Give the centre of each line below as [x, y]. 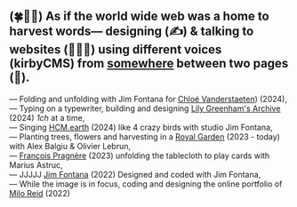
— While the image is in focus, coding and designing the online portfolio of [146, 184]
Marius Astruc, [36, 164]
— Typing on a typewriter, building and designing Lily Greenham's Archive [145, 108]
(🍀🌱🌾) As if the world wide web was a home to [139, 16]
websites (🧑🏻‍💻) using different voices [116, 50]
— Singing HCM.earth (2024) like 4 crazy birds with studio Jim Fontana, [141, 127]
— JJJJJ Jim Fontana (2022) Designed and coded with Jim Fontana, [135, 174]
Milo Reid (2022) [40, 193]
